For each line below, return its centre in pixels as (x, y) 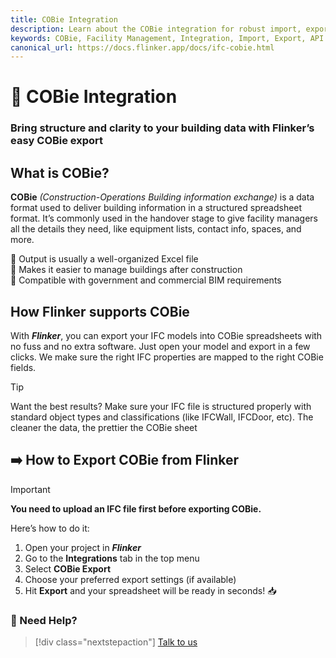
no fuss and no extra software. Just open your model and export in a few (160, 346)
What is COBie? (60, 172)
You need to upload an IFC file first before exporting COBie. (136, 508)
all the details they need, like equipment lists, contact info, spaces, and (156, 229)
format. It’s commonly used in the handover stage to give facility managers (164, 218)
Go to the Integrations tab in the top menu (112, 558)
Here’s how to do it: (50, 528)
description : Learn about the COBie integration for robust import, (156, 29)
